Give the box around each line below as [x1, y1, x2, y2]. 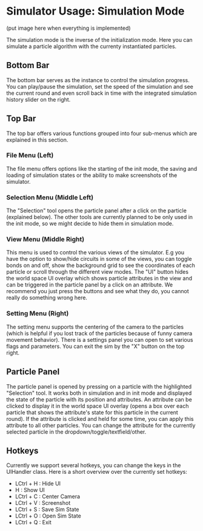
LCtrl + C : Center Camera [15, 493, 81, 500]
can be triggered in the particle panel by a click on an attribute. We [6, 281, 173, 288]
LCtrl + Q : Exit [15, 519, 52, 526]
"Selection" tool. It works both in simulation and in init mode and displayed [6, 389, 192, 397]
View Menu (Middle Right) [6, 235, 85, 244]
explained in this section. [6, 136, 68, 144]
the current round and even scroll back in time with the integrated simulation [6, 89, 197, 97]
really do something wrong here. [6, 294, 88, 302]
